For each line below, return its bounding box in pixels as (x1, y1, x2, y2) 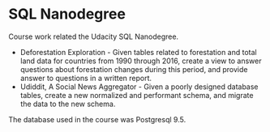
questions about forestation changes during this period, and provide (19, 64, 248, 74)
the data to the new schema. (19, 99, 116, 109)
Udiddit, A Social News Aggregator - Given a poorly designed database (19, 82, 259, 92)
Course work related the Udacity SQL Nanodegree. (8, 32, 179, 41)
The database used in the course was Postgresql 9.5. (8, 114, 186, 124)
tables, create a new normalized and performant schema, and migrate (19, 90, 254, 100)
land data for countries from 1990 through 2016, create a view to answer (19, 56, 262, 66)
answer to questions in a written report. (19, 73, 152, 83)
